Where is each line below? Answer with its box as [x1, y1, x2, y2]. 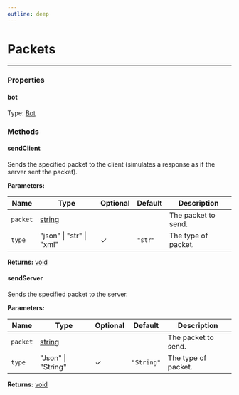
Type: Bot [7, 108, 36, 117]
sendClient [7, 144, 41, 153]
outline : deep [7, 10, 50, 18]
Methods [7, 126, 39, 136]
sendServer [7, 274, 43, 283]
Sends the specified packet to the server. [7, 290, 128, 299]
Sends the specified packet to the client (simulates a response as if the [7, 159, 216, 168]
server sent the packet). [7, 167, 78, 176]
